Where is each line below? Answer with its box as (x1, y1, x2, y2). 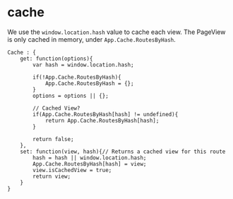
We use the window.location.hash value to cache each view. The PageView (7, 28, 226, 36)
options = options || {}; (32, 92, 109, 99)
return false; (32, 135, 74, 142)
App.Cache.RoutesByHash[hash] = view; (32, 160, 147, 167)
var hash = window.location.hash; (32, 61, 134, 68)
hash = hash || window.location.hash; (32, 154, 147, 161)
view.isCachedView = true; (32, 166, 112, 174)
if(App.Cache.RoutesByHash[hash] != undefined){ (32, 110, 179, 118)
